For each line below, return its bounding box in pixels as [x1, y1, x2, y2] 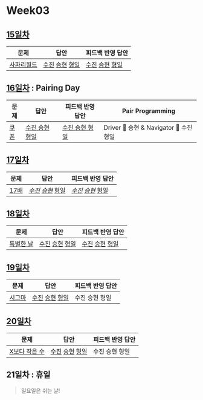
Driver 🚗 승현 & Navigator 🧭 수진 [103, 123, 193, 132]
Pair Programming [121, 107, 176, 115]
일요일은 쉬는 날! [21, 387, 60, 394]
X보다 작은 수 [9, 347, 45, 356]
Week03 [6, 4, 50, 18]
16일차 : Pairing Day [6, 83, 80, 93]
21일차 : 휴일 [6, 370, 51, 380]
